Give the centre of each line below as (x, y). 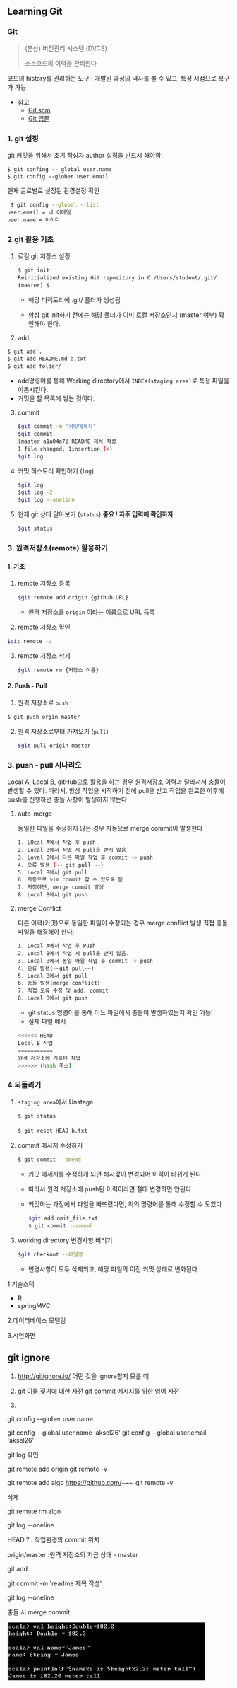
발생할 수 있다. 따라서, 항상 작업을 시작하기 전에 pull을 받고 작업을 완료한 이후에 (116, 791)
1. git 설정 (23, 139)
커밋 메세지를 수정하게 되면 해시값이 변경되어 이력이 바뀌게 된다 (115, 1174)
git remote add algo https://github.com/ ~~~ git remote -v (90, 1482)
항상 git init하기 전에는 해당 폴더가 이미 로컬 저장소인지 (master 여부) (122, 315)
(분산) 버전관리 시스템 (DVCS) (66, 48)
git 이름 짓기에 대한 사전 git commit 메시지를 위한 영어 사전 (98, 1391)
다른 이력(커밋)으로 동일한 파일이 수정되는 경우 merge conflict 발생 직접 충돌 (122, 923)
